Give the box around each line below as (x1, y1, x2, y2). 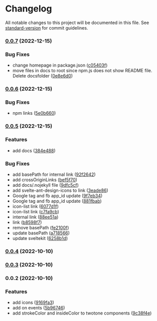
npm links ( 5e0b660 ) (12, 110, 56, 116)
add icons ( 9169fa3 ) (12, 299, 54, 305)
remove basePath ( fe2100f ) (12, 224, 69, 230)
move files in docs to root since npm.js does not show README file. (12, 68, 152, 74)
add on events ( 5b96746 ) (12, 304, 65, 310)
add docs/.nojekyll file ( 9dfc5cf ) (12, 182, 79, 188)
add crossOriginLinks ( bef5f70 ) (12, 176, 78, 183)
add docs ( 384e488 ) (12, 147, 56, 153)
